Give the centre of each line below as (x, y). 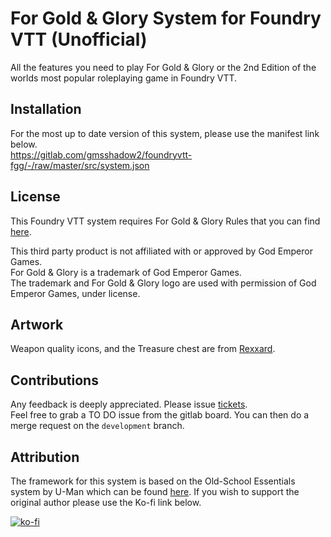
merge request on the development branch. (97, 426)
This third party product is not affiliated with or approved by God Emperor (161, 251)
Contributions (54, 380)
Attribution (45, 457)
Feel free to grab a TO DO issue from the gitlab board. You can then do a (160, 415)
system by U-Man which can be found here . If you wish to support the (155, 491)
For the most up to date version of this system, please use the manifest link (165, 133)
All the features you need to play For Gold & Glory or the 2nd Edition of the (163, 67)
